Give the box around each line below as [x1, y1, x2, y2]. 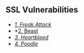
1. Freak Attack [14, 20, 52, 28]
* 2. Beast [14, 27, 38, 34]
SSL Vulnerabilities [5, 5, 79, 15]
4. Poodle [14, 40, 38, 47]
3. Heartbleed [14, 33, 49, 41]
